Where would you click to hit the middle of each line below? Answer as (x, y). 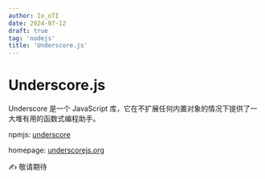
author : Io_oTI (34, 16)
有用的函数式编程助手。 (61, 119)
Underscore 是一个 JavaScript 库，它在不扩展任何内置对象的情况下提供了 (129, 108)
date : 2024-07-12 (37, 23)
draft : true (28, 31)
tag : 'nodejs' (32, 38)
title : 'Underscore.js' (48, 46)
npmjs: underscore (39, 135)
